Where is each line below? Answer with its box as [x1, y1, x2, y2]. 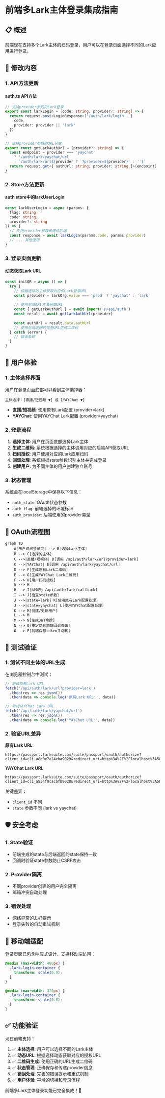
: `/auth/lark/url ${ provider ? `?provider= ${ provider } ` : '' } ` [14, 159, 146, 164]
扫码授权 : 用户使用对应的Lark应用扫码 [12, 451, 88, 457]
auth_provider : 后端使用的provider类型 [12, 512, 91, 518]
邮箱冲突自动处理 [12, 890, 47, 895]
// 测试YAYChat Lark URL [5, 704, 55, 709]
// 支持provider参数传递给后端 [9, 228, 67, 234]
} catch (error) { [9, 329, 48, 335]
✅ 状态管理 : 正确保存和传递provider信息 [12, 1064, 93, 1070]
